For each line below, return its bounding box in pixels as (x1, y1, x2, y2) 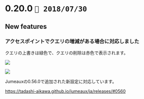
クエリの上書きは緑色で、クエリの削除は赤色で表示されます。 (5, 50, 128, 56)
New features (5, 22, 47, 31)
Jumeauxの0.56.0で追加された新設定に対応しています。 (5, 79, 117, 84)
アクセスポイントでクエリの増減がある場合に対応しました (5, 38, 140, 44)
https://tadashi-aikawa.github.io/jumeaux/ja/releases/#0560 (5, 88, 126, 94)
